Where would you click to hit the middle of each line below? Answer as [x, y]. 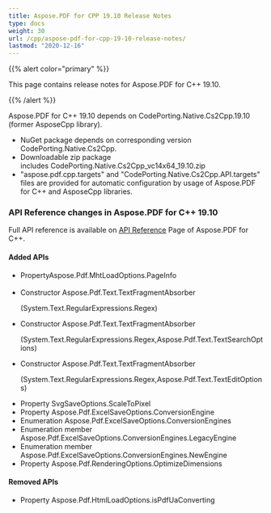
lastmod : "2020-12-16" [47, 46]
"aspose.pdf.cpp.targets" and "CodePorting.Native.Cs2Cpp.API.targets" [140, 175]
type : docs [27, 23]
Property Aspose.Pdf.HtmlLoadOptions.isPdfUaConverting [118, 500]
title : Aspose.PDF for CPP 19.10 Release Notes [90, 16]
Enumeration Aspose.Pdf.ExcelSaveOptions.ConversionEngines [126, 420]
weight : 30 [27, 31]
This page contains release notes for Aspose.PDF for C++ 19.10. [114, 85]
